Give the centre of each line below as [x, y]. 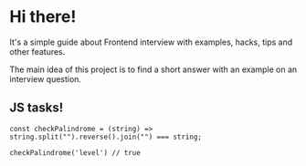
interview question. [46, 78]
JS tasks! [37, 108]
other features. [37, 51]
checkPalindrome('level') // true [75, 152]
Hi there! [43, 17]
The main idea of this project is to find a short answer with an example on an [153, 69]
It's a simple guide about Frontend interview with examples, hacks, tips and [151, 42]
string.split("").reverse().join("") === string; [106, 137]
